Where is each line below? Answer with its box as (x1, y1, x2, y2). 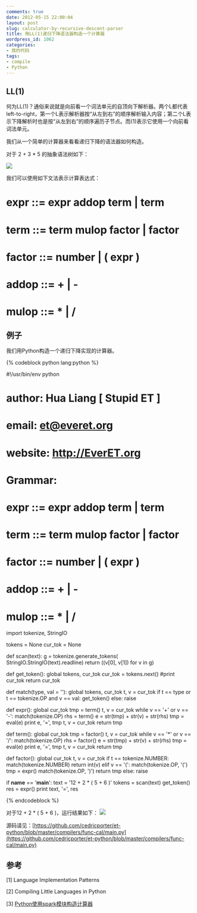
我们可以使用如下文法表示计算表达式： (6, 174, 100, 182)
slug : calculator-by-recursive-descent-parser (6, 25, 124, 32)
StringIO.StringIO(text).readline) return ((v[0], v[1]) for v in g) (6, 659, 154, 666)
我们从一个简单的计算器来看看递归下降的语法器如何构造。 (6, 138, 147, 145)
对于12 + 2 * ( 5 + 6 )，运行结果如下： (6, 809, 99, 816)
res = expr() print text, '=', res (6, 785, 79, 792)
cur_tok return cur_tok (6, 677, 61, 684)
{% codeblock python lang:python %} (6, 359, 99, 366)
